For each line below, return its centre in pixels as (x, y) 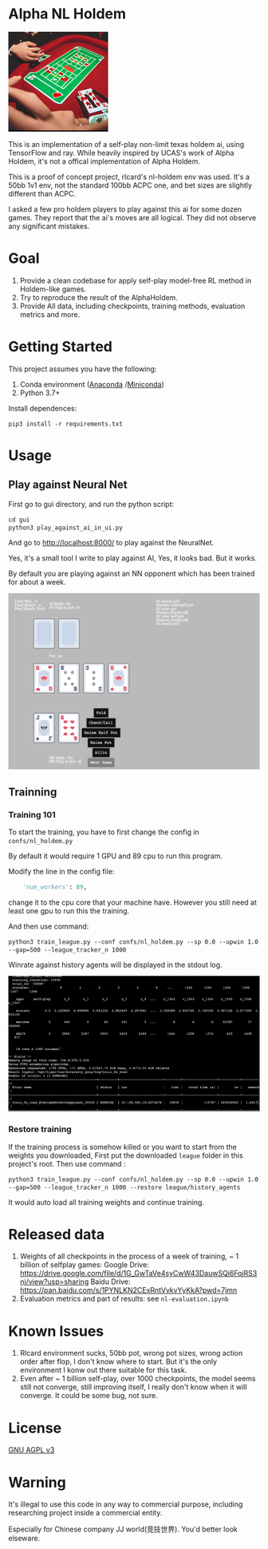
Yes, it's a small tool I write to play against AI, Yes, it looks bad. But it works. (133, 558)
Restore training (40, 1129)
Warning (37, 1482)
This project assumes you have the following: (83, 369)
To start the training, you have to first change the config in (104, 832)
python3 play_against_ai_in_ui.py (66, 528)
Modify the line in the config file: (61, 871)
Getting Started (61, 347)
